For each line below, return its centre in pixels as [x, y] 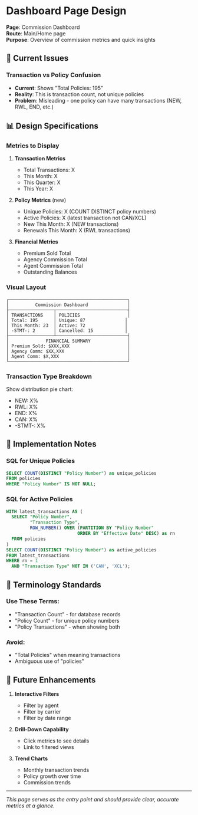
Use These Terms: [33, 602]
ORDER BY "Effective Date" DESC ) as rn [126, 534]
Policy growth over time [52, 776]
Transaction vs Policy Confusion [54, 75]
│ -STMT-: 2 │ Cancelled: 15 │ [67, 331]
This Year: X [38, 189]
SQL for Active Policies [39, 499]
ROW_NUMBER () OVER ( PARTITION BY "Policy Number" [92, 528]
